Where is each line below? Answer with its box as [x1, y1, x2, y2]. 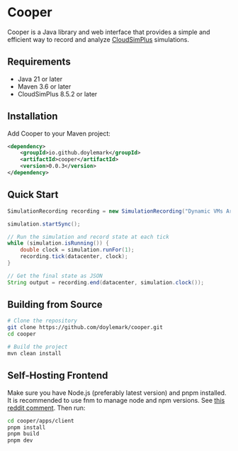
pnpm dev [7, 437, 33, 444]
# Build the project [7, 343, 69, 351]
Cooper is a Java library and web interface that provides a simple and [7, 28, 210, 36]
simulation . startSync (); [7, 221, 81, 228]
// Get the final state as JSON [7, 272, 103, 279]
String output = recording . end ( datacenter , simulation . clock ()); [7, 279, 204, 286]
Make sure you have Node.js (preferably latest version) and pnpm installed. [7, 388, 227, 397]
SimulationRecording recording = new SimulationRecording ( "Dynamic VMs [7, 207, 223, 215]
